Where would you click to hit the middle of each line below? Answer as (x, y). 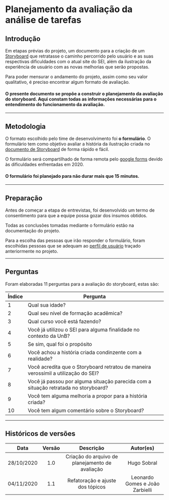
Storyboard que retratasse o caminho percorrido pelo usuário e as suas (79, 56)
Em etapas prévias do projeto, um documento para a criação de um (75, 51)
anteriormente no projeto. (32, 252)
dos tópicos (92, 487)
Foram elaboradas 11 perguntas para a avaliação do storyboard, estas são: (82, 284)
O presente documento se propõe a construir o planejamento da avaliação (84, 93)
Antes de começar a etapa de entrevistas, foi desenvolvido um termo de (80, 210)
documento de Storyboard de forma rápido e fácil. (57, 149)
